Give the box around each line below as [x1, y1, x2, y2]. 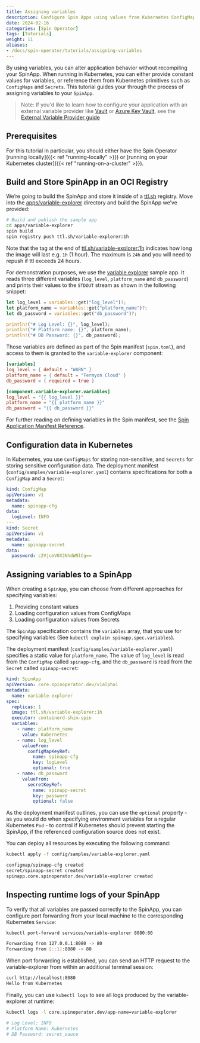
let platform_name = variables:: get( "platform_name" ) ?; [6, 305, 148, 311]
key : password [32, 793, 68, 799]
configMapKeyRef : [27, 748, 70, 754]
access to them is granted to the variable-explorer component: [6, 350, 163, 357]
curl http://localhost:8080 [6, 975, 76, 981]
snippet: [6, 287, 26, 295]
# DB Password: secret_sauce [6, 1031, 79, 1037]
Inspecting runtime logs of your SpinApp [6, 890, 160, 900]
